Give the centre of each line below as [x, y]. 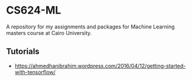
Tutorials [23, 52]
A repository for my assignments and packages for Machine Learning [91, 27]
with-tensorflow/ [35, 72]
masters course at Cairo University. [49, 33]
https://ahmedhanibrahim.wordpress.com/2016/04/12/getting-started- [100, 66]
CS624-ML [34, 10]
